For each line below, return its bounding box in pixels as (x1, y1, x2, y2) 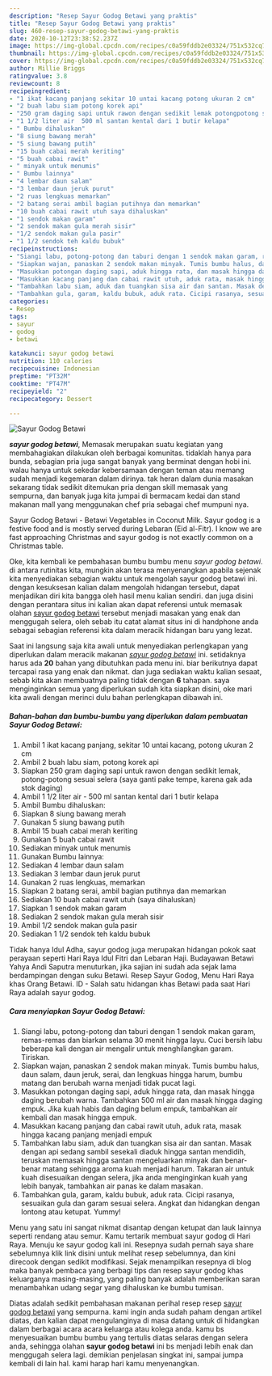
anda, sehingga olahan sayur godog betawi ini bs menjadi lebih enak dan (9, 1341, 253, 1351)
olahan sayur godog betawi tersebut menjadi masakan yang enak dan (9, 608, 241, 618)
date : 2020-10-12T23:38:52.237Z (9, 34, 118, 43)
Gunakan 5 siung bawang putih (20, 817, 125, 827)
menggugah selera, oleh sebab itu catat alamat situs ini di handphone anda (9, 617, 259, 627)
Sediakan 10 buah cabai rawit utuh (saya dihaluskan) (20, 895, 196, 905)
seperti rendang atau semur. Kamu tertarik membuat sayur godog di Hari (9, 1231, 251, 1241)
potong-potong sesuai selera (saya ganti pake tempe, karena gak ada (20, 775, 253, 784)
